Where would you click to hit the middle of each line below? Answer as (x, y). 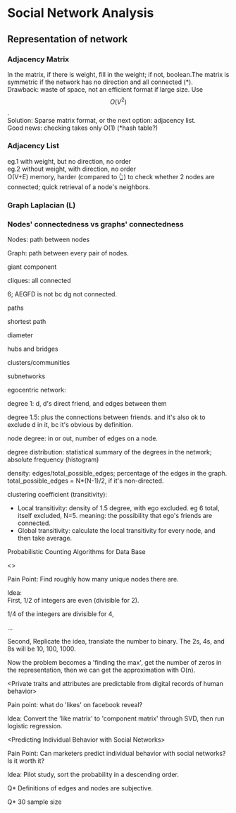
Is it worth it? (26, 761)
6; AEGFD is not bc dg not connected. (62, 294)
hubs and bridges (33, 349)
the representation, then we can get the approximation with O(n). (101, 670)
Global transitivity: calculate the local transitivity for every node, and (117, 531)
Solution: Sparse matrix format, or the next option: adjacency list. (101, 120)
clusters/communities (39, 363)
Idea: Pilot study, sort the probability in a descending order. (93, 775)
